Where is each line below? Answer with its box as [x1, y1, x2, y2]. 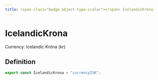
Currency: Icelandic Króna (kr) [5, 44, 66, 50]
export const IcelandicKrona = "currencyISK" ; [5, 70, 101, 75]
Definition [5, 57, 35, 66]
